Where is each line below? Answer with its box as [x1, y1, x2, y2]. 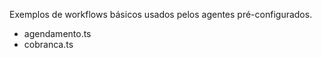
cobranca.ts [23, 39, 74, 50]
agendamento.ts [23, 28, 92, 39]
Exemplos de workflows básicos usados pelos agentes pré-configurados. [9, 9, 313, 20]
